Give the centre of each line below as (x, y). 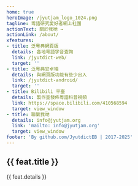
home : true (20, 12)
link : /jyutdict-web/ (40, 58)
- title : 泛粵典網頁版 (33, 46)
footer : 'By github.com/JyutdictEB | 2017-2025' (70, 137)
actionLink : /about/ (33, 35)
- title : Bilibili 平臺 (36, 92)
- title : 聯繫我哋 (28, 114)
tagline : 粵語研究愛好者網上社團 (44, 23)
